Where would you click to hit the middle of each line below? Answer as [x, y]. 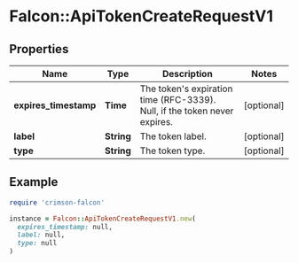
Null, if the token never [187, 111]
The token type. [173, 151]
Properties [39, 49]
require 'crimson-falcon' [57, 202]
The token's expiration [186, 89]
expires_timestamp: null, [65, 227]
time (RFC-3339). [178, 100]
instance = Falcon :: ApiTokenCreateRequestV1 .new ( [103, 219]
